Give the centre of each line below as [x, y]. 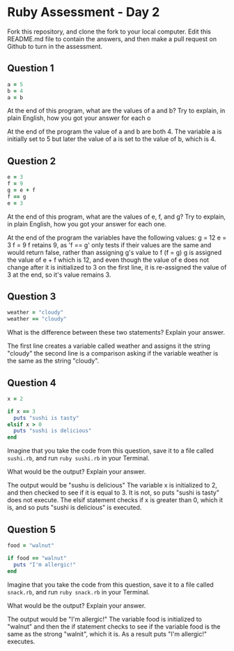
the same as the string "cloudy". [53, 361]
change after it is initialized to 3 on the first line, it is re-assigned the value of [117, 267]
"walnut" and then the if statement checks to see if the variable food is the [114, 627]
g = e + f [22, 190]
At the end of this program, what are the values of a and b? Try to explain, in [116, 111]
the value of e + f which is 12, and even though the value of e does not [108, 260]
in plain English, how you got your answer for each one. [87, 224]
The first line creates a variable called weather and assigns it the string [109, 346]
